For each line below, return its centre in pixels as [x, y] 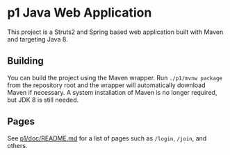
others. [17, 145]
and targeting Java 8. [38, 39]
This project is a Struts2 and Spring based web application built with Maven [115, 32]
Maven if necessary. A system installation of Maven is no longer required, [112, 92]
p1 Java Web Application [80, 13]
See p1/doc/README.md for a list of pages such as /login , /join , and [107, 138]
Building [25, 61]
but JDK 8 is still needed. [43, 100]
